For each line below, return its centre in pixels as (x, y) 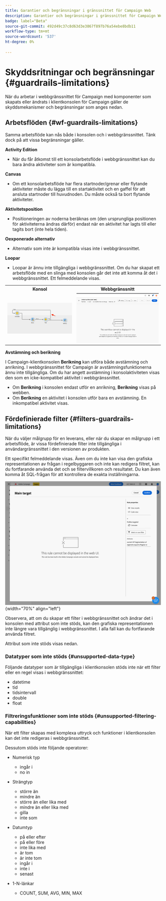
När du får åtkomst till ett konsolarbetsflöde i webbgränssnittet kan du (83, 159)
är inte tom (31, 858)
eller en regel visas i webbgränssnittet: (44, 672)
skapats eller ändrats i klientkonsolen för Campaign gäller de (67, 102)
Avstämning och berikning (33, 353)
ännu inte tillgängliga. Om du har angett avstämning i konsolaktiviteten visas (82, 372)
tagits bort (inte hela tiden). (40, 229)
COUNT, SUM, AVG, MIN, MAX (51, 893)
